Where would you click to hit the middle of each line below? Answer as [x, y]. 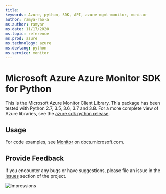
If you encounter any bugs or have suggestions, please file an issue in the [83, 171]
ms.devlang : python [26, 48]
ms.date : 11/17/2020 [27, 29]
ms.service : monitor [27, 53]
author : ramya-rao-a [27, 19]
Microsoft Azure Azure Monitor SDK [83, 78]
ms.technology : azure [28, 43]
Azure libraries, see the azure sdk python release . [58, 114]
